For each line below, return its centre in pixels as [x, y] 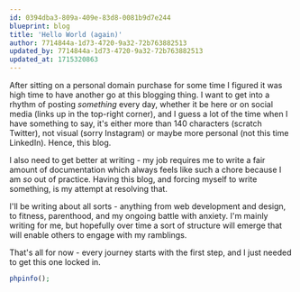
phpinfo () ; [30, 278]
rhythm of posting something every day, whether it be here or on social [141, 104]
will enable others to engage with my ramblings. [98, 235]
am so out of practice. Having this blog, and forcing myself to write [133, 179]
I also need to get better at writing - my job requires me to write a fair [137, 160]
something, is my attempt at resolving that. [89, 189]
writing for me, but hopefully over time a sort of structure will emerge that [145, 225]
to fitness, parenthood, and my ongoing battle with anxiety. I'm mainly [139, 216]
